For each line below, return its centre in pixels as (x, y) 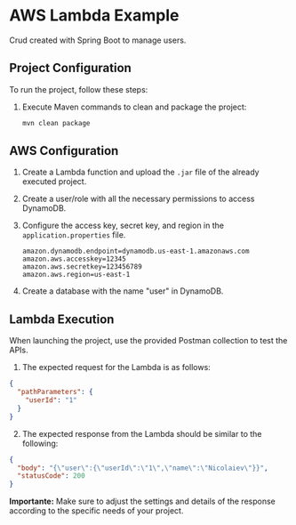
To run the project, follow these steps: (79, 89)
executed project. (54, 182)
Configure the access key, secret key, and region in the (123, 226)
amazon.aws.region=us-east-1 (76, 275)
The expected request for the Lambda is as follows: (116, 367)
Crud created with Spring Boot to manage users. (98, 40)
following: (40, 443)
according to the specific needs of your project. (96, 511)
